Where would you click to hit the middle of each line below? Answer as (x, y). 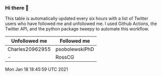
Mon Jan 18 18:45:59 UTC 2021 (37, 69)
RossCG (65, 57)
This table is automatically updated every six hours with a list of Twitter (77, 19)
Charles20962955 (29, 50)
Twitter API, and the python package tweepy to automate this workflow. (77, 29)
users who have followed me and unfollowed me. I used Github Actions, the (81, 24)
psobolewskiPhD (75, 50)
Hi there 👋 (17, 8)
